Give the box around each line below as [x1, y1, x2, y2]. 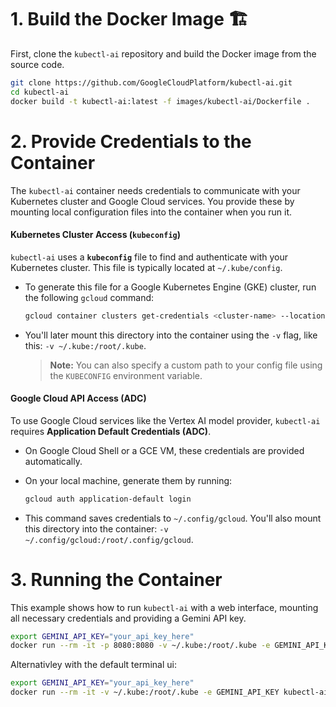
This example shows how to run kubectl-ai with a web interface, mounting [10, 601, 319, 613]
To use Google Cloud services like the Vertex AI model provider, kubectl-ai [10, 414, 321, 426]
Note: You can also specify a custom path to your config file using [49, 359, 323, 371]
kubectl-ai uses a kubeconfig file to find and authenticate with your [10, 251, 288, 263]
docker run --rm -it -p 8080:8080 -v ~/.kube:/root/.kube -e [10, 641, 271, 651]
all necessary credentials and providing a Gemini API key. [10, 612, 247, 624]
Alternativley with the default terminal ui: [10, 659, 177, 671]
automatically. [24, 455, 83, 467]
